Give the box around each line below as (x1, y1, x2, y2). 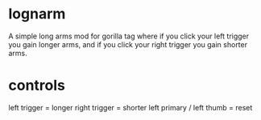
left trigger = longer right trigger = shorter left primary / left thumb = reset (8, 102, 253, 112)
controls (8, 77, 66, 94)
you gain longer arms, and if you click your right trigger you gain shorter (8, 39, 248, 49)
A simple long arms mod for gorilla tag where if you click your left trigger (8, 31, 250, 41)
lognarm (8, 5, 66, 23)
